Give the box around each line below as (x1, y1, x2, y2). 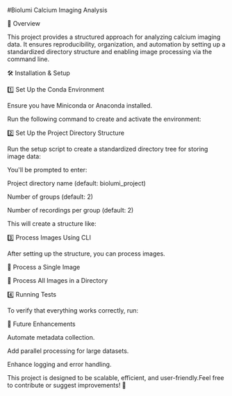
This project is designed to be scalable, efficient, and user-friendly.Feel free (7, 374, 224, 381)
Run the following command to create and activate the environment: (7, 115, 201, 123)
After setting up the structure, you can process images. (7, 249, 165, 258)
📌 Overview (7, 19, 40, 27)
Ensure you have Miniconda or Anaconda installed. (7, 101, 153, 110)
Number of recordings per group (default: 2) (7, 206, 134, 214)
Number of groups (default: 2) (7, 192, 94, 201)
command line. (7, 55, 50, 63)
